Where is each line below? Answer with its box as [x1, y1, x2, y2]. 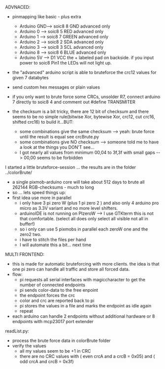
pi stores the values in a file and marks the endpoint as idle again [19, 303, 152, 308]
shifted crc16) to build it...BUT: [12, 119, 74, 125]
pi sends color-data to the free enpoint [19, 287, 99, 293]
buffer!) [19, 221, 35, 227]
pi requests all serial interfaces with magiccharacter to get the [19, 277, 145, 282]
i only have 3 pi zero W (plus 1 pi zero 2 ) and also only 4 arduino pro [19, 200, 159, 206]
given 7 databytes [12, 75, 49, 80]
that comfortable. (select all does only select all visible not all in [19, 216, 149, 221]
